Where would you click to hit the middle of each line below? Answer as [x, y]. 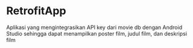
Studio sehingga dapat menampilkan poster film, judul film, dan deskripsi [97, 33]
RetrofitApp [36, 11]
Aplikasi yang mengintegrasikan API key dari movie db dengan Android [94, 27]
